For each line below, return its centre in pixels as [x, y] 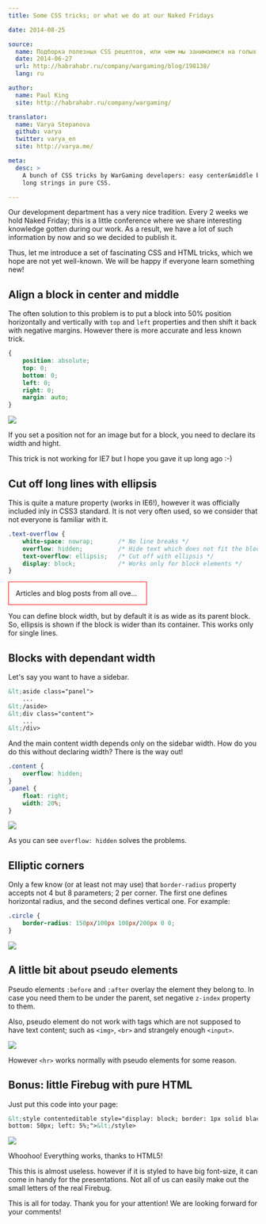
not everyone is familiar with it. [58, 519]
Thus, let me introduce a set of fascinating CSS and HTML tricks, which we [131, 253]
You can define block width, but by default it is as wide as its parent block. [129, 616]
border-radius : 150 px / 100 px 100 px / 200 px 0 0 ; [99, 924]
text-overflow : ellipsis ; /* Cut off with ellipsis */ [118, 556]
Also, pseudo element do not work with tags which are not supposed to [125, 1021]
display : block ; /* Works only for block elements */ [133, 563]
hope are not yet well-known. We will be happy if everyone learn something [131, 261]
